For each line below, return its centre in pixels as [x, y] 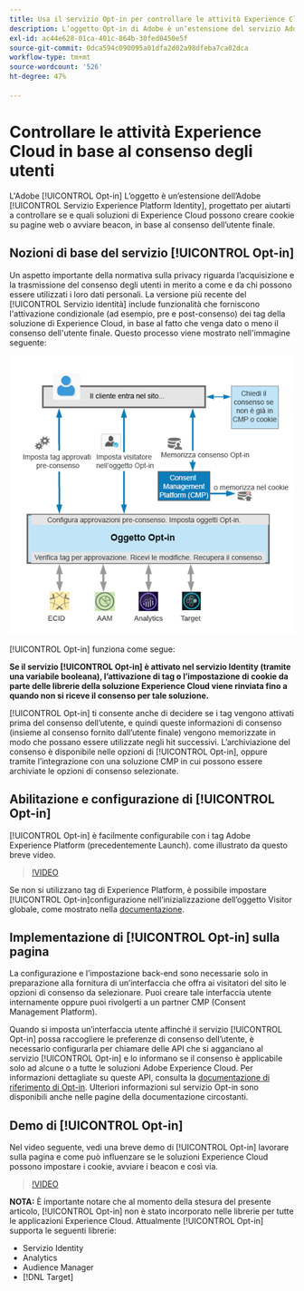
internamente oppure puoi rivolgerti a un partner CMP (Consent [128, 1003]
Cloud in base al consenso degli [131, 151]
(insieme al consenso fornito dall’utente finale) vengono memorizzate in [142, 732]
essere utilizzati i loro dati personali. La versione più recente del [128, 294]
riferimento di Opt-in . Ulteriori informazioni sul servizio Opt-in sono [134, 1087]
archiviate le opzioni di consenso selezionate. [94, 771]
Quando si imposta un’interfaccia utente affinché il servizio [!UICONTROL [146, 1030]
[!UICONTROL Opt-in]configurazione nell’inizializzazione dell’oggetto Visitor [151, 899]
